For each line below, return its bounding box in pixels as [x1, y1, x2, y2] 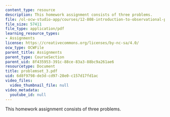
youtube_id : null [10, 92, 47, 97]
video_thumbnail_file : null [10, 83, 69, 88]
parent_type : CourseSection [5, 54, 65, 60]
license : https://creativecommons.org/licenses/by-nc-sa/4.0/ [5, 41, 139, 46]
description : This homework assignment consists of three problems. [5, 12, 153, 17]
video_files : [5, 78, 33, 83]
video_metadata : [5, 87, 39, 93]
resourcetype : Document [5, 64, 56, 69]
